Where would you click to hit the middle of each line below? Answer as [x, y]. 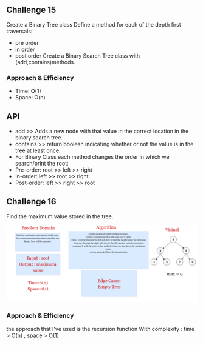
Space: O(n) [30, 98]
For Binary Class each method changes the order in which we [92, 156]
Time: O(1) [28, 91]
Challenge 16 [31, 202]
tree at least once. [38, 150]
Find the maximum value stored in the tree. [60, 216]
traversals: [19, 31]
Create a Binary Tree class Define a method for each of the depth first [94, 24]
